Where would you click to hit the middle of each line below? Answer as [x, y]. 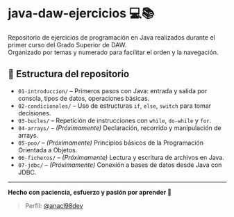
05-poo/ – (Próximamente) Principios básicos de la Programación [111, 143]
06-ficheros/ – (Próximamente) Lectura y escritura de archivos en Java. [121, 157]
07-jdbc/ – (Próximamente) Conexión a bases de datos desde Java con [120, 165]
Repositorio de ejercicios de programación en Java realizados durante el [111, 37]
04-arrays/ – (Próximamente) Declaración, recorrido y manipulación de [119, 128]
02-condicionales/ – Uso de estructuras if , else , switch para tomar [114, 106]
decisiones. [34, 113]
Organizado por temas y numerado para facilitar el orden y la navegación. [113, 52]
